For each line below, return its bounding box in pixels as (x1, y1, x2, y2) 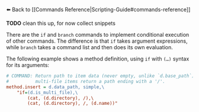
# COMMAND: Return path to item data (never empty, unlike (6, 73, 155, 79)
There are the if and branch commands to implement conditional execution (6, 31, 190, 38)
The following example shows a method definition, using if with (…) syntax (6, 55, 190, 62)
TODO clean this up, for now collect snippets (6, 20, 115, 27)
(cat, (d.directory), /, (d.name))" (27, 101, 118, 107)
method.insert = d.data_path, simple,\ (6, 84, 105, 90)
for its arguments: (6, 62, 49, 68)
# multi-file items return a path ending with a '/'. (6, 78, 166, 84)
